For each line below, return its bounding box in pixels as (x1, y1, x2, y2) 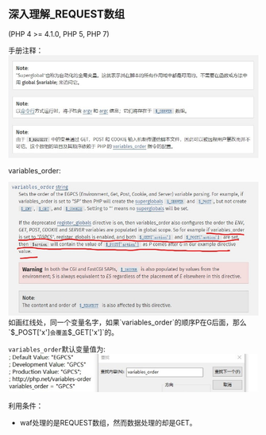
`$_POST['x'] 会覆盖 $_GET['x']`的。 (8, 328, 119, 337)
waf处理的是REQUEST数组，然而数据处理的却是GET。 (19, 418, 197, 427)
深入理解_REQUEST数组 (8, 7, 125, 21)
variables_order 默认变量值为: (8, 344, 106, 354)
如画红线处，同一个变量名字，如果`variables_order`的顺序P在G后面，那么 (8, 317, 248, 328)
